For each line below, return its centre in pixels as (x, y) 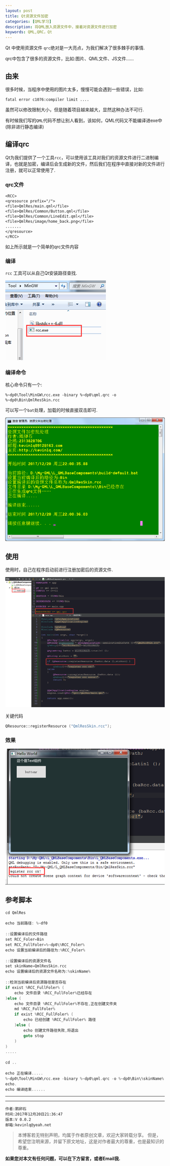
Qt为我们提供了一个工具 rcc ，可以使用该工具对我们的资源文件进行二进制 (80, 157)
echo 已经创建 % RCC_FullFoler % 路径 (60, 1020)
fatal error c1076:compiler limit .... (47, 99)
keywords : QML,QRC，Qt (29, 32)
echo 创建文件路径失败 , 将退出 (51, 1030)
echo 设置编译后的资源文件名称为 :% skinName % (48, 972)
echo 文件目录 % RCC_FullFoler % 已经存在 (53, 993)
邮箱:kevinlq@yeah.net (28, 1125)
